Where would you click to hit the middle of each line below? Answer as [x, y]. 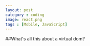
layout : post [19, 10]
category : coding [25, 15]
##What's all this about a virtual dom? [45, 39]
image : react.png [24, 19]
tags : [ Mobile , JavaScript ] [36, 24]
